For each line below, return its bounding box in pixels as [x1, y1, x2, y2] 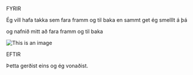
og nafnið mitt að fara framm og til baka [6, 28, 103, 35]
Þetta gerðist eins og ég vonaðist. [6, 62, 88, 69]
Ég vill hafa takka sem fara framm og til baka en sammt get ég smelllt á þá [6, 17, 188, 23]
